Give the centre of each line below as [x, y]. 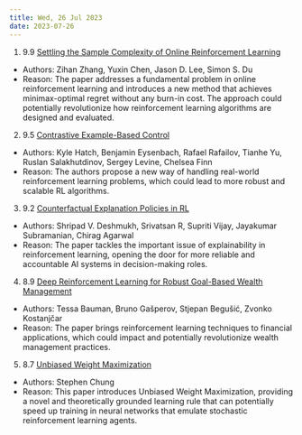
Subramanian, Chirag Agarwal [78, 235]
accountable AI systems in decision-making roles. [115, 264]
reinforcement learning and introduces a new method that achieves [147, 88]
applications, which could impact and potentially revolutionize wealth [151, 337]
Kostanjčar [42, 318]
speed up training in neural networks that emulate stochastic [135, 411]
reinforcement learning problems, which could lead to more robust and [154, 180]
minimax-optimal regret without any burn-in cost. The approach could [152, 98]
